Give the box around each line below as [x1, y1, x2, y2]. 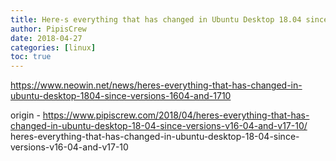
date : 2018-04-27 [10, 33, 83, 43]
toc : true [10, 52, 52, 62]
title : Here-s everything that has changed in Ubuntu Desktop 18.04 [10, 14, 302, 25]
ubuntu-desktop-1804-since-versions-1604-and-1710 [10, 90, 232, 102]
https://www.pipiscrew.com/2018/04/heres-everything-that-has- [42, 109, 310, 121]
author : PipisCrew [10, 24, 87, 34]
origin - [10, 109, 41, 121]
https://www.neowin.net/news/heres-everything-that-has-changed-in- [10, 79, 303, 91]
